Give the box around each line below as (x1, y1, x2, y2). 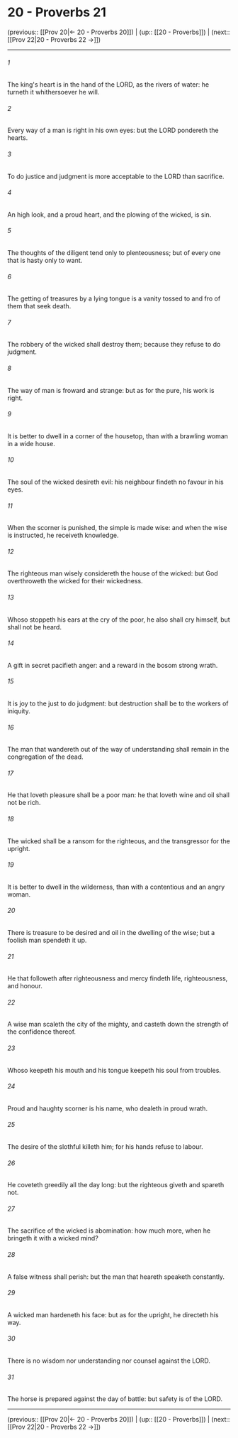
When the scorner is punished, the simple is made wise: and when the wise (7, 524, 227, 532)
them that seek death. (7, 302, 72, 310)
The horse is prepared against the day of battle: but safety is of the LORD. (7, 1395, 223, 1403)
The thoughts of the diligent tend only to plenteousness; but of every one (7, 248, 221, 256)
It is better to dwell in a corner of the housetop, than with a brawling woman (7, 431, 229, 440)
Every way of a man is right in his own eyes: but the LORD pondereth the (7, 126, 219, 135)
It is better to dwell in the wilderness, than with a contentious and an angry (7, 882, 225, 891)
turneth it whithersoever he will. (7, 88, 100, 97)
